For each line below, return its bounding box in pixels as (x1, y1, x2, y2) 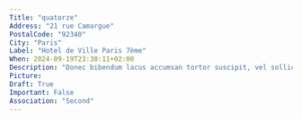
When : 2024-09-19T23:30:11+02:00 (9, 55, 135, 64)
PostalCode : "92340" (9, 30, 87, 38)
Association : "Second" (9, 96, 94, 106)
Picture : (9, 72, 42, 81)
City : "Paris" (9, 38, 63, 47)
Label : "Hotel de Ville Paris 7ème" (9, 47, 147, 55)
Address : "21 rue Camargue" (9, 21, 115, 30)
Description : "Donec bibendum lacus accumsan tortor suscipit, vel (9, 64, 268, 72)
